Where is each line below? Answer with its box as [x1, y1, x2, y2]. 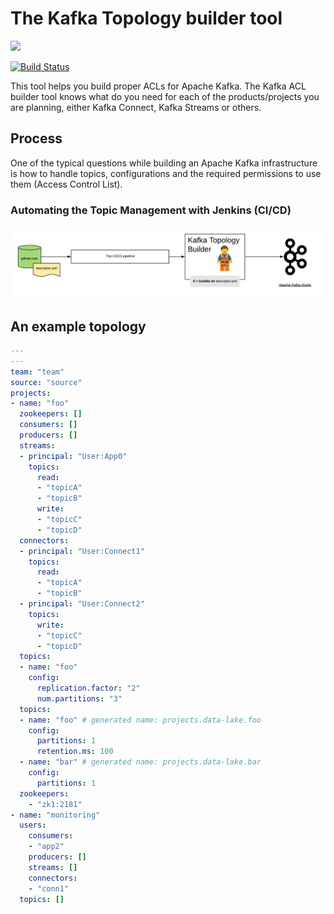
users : [19, 820, 47, 831]
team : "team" [10, 367, 65, 377]
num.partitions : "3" [36, 693, 123, 704]
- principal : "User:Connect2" [19, 599, 145, 609]
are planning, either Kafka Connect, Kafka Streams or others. [10, 101, 262, 113]
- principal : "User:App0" [19, 451, 128, 461]
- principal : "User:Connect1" [19, 546, 145, 556]
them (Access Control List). [10, 178, 123, 190]
